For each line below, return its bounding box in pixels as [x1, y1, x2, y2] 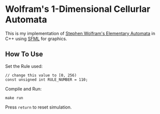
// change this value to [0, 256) [5, 73, 77, 78]
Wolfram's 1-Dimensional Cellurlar [5, 3, 151, 15]
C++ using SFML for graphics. [5, 36, 67, 42]
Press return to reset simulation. [5, 104, 72, 110]
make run [5, 95, 23, 100]
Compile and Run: [5, 86, 42, 92]
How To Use [5, 50, 43, 58]
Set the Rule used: [5, 63, 43, 69]
